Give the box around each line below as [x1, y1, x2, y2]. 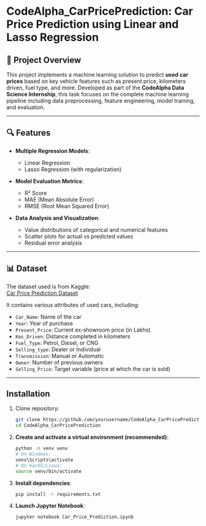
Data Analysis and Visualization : [15, 214, 100, 221]
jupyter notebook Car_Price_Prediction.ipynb [15, 514, 134, 520]
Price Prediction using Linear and [6, 17, 179, 31]
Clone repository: [15, 405, 59, 412]
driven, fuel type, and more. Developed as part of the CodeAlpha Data [6, 84, 185, 91]
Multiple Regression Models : [15, 147, 90, 154]
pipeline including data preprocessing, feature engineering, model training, [6, 97, 195, 104]
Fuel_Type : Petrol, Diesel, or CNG [15, 339, 99, 346]
